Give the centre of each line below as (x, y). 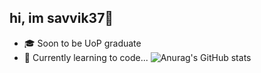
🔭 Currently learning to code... (86, 57)
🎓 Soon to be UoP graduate (82, 43)
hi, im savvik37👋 (61, 18)
